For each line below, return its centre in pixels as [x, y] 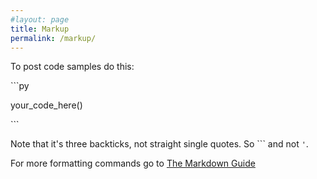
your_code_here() [46, 105]
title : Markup [40, 29]
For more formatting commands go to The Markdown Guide [133, 163]
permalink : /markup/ [53, 38]
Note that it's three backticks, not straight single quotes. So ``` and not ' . [159, 144]
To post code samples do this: [72, 67]
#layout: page [40, 19]
